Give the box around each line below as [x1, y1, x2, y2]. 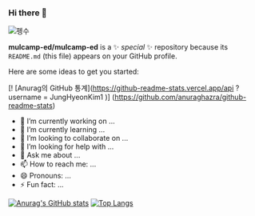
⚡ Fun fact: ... [19, 180, 64, 190]
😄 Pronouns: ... [19, 171, 72, 181]
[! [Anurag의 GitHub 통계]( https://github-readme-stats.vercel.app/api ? [8, 83, 240, 93]
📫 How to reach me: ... [19, 159, 97, 169]
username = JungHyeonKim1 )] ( [8, 92, 115, 102]
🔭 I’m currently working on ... [19, 116, 115, 126]
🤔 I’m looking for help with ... [19, 142, 114, 151]
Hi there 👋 [8, 7, 48, 18]
